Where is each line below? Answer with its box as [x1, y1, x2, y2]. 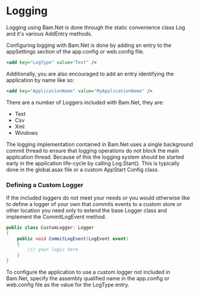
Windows [14, 129, 38, 136]
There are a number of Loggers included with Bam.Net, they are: [6, 99, 165, 106]
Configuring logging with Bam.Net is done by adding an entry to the [6, 42, 172, 49]
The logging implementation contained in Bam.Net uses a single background [6, 141, 193, 148]
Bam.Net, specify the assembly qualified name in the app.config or [6, 275, 170, 282]
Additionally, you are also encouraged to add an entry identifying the [6, 70, 174, 77]
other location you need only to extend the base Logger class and [6, 207, 168, 214]
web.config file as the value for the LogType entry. [6, 281, 129, 289]
